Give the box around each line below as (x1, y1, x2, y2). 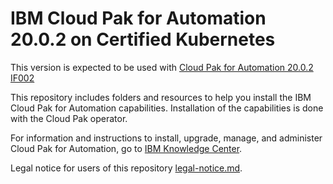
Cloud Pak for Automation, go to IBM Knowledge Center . (10, 142, 243, 154)
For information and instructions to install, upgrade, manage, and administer (10, 132, 323, 144)
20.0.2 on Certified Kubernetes (10, 28, 276, 51)
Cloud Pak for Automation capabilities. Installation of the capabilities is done (10, 102, 324, 114)
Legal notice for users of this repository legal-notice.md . (10, 162, 243, 174)
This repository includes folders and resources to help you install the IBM (10, 91, 312, 103)
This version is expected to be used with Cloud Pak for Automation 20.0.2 (10, 61, 314, 73)
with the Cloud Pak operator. (10, 112, 128, 124)
